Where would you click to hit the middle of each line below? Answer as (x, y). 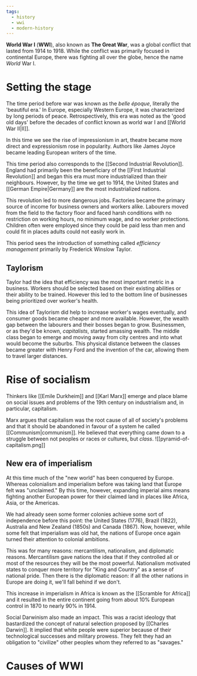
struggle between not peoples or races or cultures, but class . (80, 439)
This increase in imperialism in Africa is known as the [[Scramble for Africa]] (98, 593)
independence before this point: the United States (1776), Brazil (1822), (92, 520)
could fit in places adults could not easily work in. (66, 232)
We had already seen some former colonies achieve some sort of (85, 514)
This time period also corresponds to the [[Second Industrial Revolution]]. (95, 164)
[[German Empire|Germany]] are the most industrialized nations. (84, 189)
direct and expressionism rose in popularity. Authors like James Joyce (91, 146)
